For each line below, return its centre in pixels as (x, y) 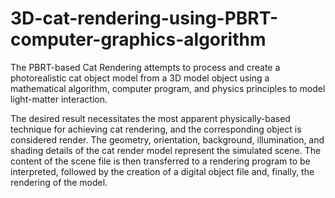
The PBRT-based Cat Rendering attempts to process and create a (145, 67)
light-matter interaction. (59, 99)
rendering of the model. (59, 182)
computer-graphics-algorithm (138, 39)
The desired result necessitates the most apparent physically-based (150, 118)
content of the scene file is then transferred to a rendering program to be (160, 161)
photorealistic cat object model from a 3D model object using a (140, 78)
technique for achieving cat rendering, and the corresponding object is (156, 129)
